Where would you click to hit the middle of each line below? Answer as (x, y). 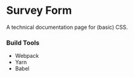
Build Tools (23, 43)
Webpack (27, 56)
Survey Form (39, 11)
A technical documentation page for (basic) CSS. (67, 27)
